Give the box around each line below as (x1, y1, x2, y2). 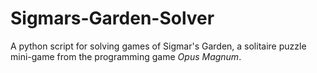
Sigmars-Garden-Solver (10, 7, 215, 30)
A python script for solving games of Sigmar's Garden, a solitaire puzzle (10, 40, 307, 52)
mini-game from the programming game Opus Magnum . (10, 50, 242, 62)
